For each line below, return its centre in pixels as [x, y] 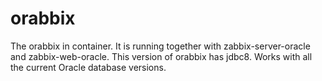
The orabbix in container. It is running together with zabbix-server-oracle [160, 46]
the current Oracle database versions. [88, 67]
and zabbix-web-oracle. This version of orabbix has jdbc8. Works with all [161, 56]
